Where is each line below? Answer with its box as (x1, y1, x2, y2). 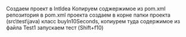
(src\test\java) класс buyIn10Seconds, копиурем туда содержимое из (6, 18, 180, 24)
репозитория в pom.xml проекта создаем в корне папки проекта (6, 11, 171, 18)
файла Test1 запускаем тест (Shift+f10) (6, 24, 104, 31)
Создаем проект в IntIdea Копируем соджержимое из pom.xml (6, 5, 166, 12)
